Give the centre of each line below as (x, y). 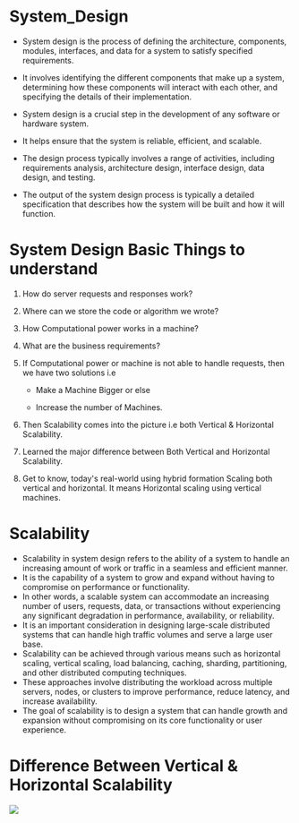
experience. (44, 729)
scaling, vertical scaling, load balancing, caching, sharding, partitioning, (154, 663)
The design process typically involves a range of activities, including (148, 158)
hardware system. (56, 124)
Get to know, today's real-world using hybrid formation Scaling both (147, 478)
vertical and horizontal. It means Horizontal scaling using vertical (142, 488)
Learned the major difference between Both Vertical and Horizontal (146, 451)
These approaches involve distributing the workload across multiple (147, 682)
